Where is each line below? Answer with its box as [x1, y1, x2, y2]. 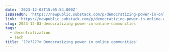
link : [5, 16, 17, 21]
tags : [5, 26, 17, 31]
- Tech [10, 35, 24, 40]
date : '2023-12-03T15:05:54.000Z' [5, 7, 78, 12]
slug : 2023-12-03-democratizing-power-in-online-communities [5, 21, 136, 26]
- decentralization [10, 30, 51, 35]
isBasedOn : [5, 12, 28, 17]
